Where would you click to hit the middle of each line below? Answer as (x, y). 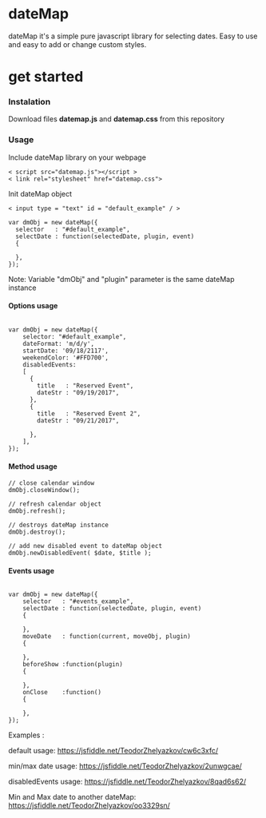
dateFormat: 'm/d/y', (58, 343)
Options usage (33, 306)
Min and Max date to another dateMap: (72, 797)
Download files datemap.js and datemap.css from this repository (117, 119)
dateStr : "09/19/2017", (78, 392)
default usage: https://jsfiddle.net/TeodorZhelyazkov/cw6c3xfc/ (113, 751)
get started (46, 77)
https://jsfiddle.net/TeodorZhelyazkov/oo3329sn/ (89, 806)
